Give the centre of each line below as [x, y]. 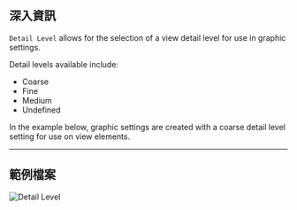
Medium [37, 100]
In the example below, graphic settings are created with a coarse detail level [147, 127]
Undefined [41, 110]
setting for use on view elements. [70, 136]
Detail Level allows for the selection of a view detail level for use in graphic [148, 37]
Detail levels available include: [64, 64]
